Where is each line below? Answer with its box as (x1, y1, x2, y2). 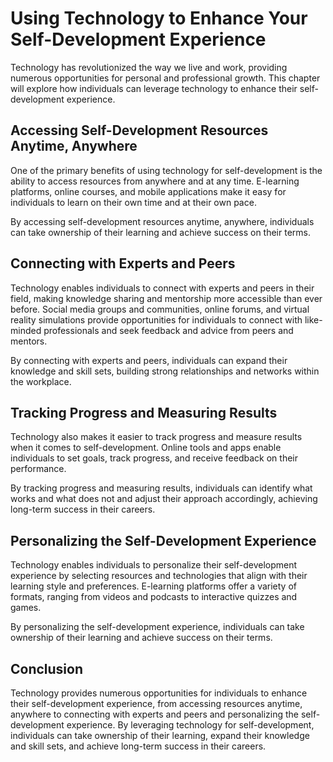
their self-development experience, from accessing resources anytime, (10, 698, 303, 709)
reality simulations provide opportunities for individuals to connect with (10, 313, 303, 326)
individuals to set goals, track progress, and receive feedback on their (10, 452, 298, 464)
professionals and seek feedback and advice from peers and (43, 324, 294, 336)
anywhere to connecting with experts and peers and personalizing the (10, 708, 300, 720)
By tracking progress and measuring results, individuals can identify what (10, 482, 313, 494)
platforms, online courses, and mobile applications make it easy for (10, 185, 287, 197)
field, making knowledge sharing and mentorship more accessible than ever (10, 292, 323, 304)
